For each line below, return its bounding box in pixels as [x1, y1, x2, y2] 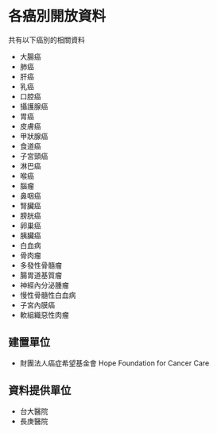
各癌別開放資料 [8, 7, 107, 25]
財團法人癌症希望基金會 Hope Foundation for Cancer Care [19, 358, 210, 368]
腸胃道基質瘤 [19, 270, 62, 280]
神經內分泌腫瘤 [19, 280, 69, 290]
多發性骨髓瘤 [19, 260, 62, 270]
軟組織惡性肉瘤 [19, 310, 69, 319]
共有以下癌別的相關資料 [8, 35, 85, 44]
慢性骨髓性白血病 [19, 290, 76, 300]
